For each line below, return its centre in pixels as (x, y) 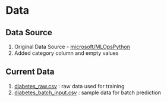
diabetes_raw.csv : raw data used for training (69, 86)
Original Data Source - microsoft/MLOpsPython (72, 47)
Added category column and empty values (66, 53)
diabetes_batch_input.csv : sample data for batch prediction (88, 92)
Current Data (30, 72)
